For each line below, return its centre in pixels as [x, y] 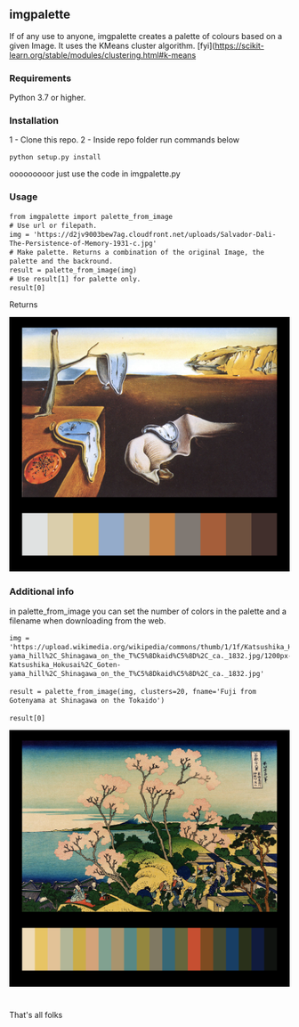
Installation [34, 121]
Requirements [40, 77]
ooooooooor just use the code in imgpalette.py [95, 174]
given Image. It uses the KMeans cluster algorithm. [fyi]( [112, 45]
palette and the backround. [61, 261]
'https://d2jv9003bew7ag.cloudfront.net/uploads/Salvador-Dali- [154, 234]
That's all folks [36, 1015]
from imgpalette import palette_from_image [91, 216]
